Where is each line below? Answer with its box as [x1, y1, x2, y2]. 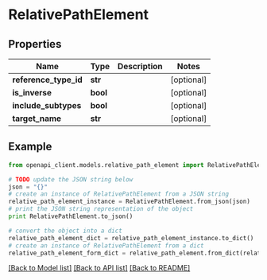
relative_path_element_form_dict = [8, 249, 126, 257]
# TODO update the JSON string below [8, 175, 133, 184]
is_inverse [12, 87, 52, 98]
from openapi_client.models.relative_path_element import [8, 161, 204, 169]
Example [8, 140, 52, 154]
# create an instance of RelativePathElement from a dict [8, 241, 204, 250]
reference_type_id [12, 74, 83, 85]
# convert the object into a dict [8, 227, 123, 235]
